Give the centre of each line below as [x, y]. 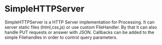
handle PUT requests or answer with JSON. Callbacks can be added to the [80, 32]
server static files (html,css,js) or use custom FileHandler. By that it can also [81, 27]
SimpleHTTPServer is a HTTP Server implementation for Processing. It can [80, 22]
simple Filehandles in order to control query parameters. [61, 37]
